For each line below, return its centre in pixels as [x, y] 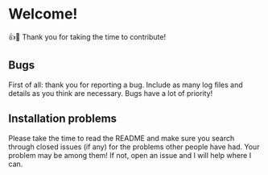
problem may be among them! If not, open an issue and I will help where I [130, 155]
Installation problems [63, 119]
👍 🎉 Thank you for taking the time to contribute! [87, 36]
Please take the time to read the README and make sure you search [122, 138]
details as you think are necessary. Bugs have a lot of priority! [111, 93]
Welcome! [43, 14]
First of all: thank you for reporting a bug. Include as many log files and [126, 85]
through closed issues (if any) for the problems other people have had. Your [134, 147]
